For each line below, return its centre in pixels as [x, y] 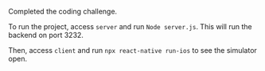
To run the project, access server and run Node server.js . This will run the [130, 26]
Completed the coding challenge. [63, 11]
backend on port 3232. [46, 35]
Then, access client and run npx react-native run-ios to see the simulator [132, 50]
